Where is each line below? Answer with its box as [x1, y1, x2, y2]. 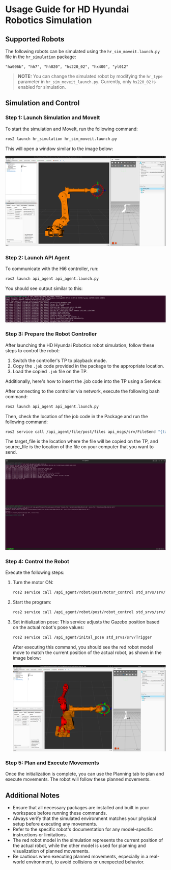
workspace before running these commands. [12, 810, 107, 816]
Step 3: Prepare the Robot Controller [5, 330, 97, 337]
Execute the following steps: [5, 569, 65, 575]
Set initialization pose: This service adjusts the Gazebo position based [12, 619, 160, 625]
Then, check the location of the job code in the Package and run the [5, 413, 148, 419]
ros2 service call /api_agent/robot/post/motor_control [12, 590, 134, 595]
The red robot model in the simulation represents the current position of [12, 837, 163, 843]
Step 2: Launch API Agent [5, 254, 70, 261]
